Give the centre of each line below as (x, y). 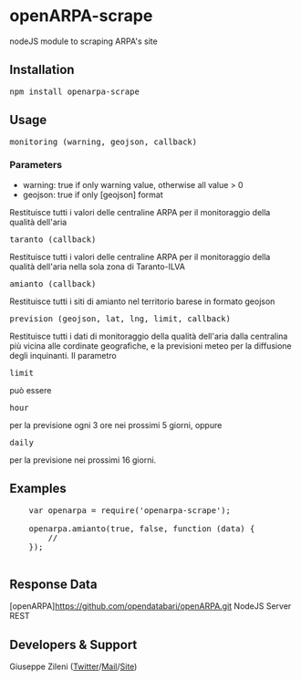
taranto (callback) (53, 239)
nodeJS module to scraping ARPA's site (83, 41)
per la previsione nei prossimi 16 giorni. (83, 460)
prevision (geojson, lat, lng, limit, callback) (120, 319)
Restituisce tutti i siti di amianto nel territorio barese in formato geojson (142, 301)
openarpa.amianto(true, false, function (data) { (142, 529)
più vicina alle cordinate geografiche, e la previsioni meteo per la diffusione (150, 346)
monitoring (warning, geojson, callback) (104, 141)
